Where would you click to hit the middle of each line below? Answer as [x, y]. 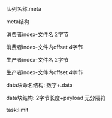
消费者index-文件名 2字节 [37, 34]
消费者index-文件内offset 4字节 [45, 47]
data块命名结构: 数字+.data [40, 85]
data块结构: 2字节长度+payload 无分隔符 [56, 98]
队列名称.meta [24, 9]
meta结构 [18, 22]
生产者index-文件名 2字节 [37, 60]
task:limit [17, 110]
